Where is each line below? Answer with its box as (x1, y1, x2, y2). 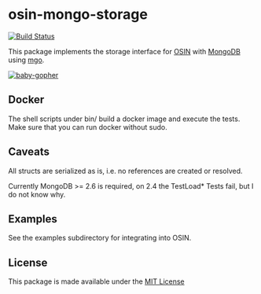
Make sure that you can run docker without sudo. (8, 122, 167, 131)
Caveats (8, 145, 50, 159)
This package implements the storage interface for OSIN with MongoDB (8, 46, 241, 56)
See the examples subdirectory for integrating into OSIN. (8, 233, 192, 243)
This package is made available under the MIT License (8, 277, 185, 286)
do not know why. (8, 189, 66, 199)
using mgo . (8, 55, 45, 64)
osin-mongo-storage (8, 6, 148, 24)
